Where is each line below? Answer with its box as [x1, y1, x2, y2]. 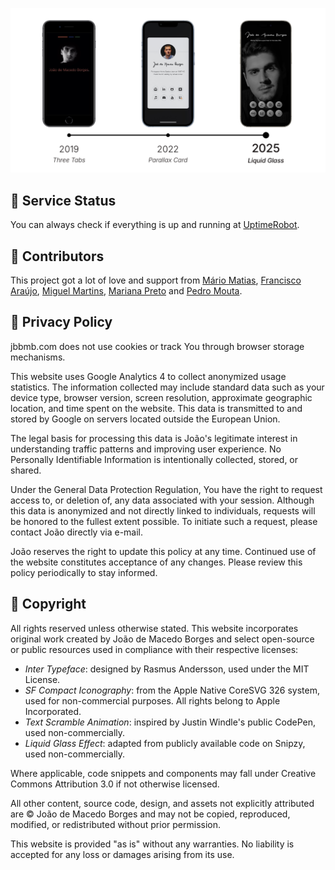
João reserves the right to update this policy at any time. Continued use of [10, 545, 317, 557]
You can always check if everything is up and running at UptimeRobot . [10, 219, 300, 231]
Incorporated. [24, 705, 82, 717]
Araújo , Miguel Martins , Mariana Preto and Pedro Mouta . [10, 284, 243, 297]
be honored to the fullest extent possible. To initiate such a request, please [10, 515, 318, 527]
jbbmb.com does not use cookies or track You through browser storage [10, 340, 305, 352]
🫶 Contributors [10, 248, 105, 265]
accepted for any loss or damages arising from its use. [10, 848, 235, 860]
